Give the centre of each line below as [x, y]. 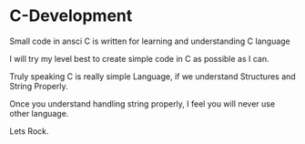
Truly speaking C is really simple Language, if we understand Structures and [152, 76]
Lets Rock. [29, 131]
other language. [39, 113]
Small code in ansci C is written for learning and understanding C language [150, 41]
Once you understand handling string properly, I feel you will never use [142, 103]
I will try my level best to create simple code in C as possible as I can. [140, 58]
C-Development [71, 16]
